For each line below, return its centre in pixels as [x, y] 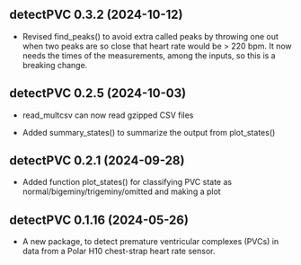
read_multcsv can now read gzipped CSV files [108, 115]
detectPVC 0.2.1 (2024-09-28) [97, 161]
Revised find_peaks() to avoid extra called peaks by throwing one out [150, 36]
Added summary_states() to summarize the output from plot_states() [149, 132]
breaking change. [55, 65]
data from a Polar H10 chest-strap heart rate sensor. [119, 252]
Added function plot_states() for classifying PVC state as [127, 182]
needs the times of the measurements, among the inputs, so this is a [149, 55]
